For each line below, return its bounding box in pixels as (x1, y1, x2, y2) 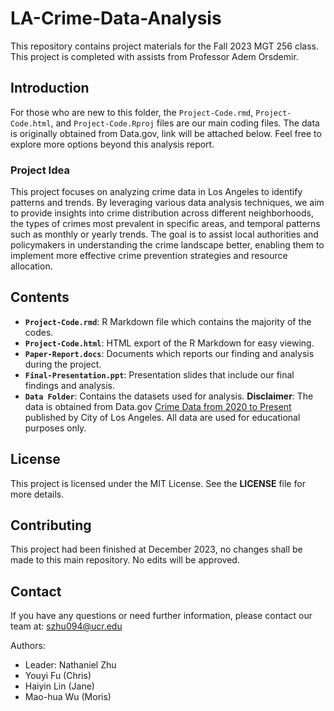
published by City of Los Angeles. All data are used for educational (24, 411, 301, 423)
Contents (10, 289, 70, 306)
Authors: (10, 640, 46, 652)
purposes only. (24, 422, 87, 434)
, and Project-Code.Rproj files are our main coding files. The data (50, 117, 320, 129)
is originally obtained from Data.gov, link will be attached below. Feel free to (10, 127, 322, 139)
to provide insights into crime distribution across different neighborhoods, (10, 207, 315, 219)
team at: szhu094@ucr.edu (10, 620, 123, 632)
